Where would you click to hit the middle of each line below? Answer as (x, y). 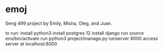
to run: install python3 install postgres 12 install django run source (75, 33)
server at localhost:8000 (31, 43)
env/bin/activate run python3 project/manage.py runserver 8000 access (81, 38)
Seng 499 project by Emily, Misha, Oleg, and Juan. (59, 23)
